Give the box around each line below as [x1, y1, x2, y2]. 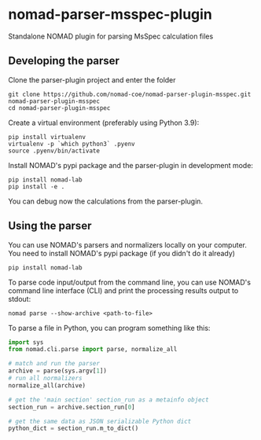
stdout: [8, 294, 31, 303]
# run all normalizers [8, 375, 83, 383]
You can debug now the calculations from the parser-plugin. [8, 196, 203, 206]
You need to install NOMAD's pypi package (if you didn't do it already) [8, 248, 236, 258]
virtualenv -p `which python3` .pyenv [8, 140, 135, 148]
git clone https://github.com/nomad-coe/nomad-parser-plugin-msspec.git [8, 90, 252, 98]
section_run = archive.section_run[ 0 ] [8, 403, 135, 411]
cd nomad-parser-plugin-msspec [8, 104, 111, 112]
